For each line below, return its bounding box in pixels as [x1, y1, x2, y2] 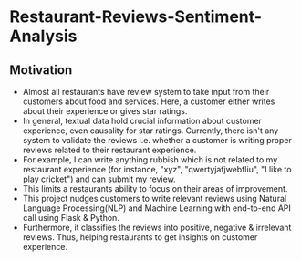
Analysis [9, 26, 78, 47]
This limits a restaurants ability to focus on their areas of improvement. [22, 183, 288, 193]
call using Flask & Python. [22, 213, 120, 223]
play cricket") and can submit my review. [22, 173, 176, 184]
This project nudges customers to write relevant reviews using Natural [22, 193, 287, 204]
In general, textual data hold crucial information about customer [22, 116, 263, 126]
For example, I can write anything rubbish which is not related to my [22, 154, 278, 165]
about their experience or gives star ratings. [22, 106, 188, 116]
